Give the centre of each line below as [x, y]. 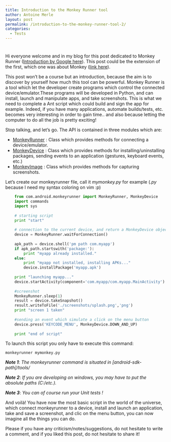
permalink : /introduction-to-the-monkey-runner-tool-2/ [66, 24]
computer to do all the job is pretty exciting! [51, 120]
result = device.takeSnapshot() [49, 301]
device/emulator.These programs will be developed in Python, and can [79, 93]
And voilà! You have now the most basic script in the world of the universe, [84, 403]
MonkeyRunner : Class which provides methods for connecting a [80, 140]
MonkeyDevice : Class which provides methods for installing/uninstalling [89, 151]
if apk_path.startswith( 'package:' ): [54, 249]
